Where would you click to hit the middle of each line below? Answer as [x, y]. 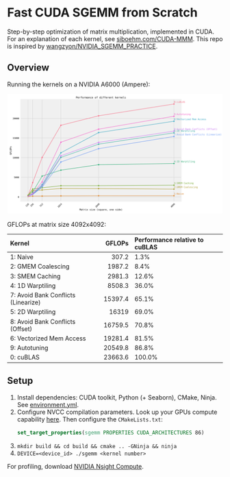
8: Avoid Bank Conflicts [43, 321]
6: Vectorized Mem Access [48, 338]
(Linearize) [25, 302]
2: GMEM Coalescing [40, 267]
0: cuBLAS [25, 357]
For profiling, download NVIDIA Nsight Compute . [75, 466]
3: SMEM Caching [35, 276]
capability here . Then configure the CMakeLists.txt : [90, 419]
